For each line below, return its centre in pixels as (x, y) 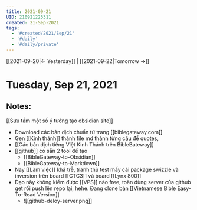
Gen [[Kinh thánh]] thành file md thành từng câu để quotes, (87, 138)
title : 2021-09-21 (29, 11)
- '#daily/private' (35, 45)
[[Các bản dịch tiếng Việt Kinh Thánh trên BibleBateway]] (84, 144)
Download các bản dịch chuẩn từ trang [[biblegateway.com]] (88, 132)
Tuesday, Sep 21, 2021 (62, 85)
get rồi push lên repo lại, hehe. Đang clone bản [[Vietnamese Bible (95, 188)
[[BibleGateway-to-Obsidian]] (59, 157)
